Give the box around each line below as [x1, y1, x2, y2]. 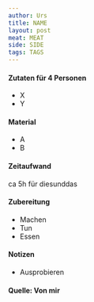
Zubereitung [8, 197, 51, 207]
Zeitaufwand [8, 162, 51, 170]
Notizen [8, 250, 35, 259]
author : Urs [8, 11, 47, 20]
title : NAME [8, 19, 47, 27]
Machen [19, 215, 47, 224]
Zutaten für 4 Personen [8, 73, 87, 82]
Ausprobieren [19, 267, 65, 277]
